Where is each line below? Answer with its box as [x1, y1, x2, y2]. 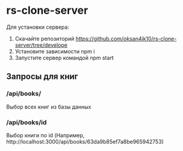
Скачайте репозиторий [14, 35, 75, 42]
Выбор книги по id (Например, [6, 131, 85, 138]
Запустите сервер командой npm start [14, 54, 114, 61]
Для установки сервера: [6, 23, 69, 31]
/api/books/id [6, 118, 47, 126]
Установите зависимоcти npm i [14, 47, 95, 55]
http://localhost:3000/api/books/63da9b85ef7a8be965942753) [6, 138, 164, 145]
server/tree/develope [14, 41, 68, 49]
